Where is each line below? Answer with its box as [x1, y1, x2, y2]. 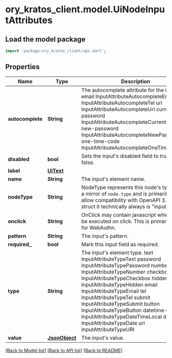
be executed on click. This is [81, 218, 150, 225]
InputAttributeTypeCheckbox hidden [81, 275, 168, 282]
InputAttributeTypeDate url [81, 319, 145, 326]
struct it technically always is [81, 203, 151, 210]
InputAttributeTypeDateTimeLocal [81, 313, 162, 320]
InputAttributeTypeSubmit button [81, 300, 160, 307]
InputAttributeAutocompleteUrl [81, 106, 155, 113]
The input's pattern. [81, 232, 129, 239]
